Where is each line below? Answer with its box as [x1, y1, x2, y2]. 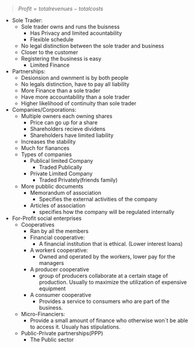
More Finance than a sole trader [20, 87, 101, 94]
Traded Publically [39, 163, 83, 171]
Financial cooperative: [30, 234, 86, 241]
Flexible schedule [30, 36, 74, 43]
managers [39, 260, 64, 266]
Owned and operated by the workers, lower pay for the [39, 253, 176, 260]
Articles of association [30, 202, 86, 209]
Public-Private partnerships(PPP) [20, 330, 104, 337]
